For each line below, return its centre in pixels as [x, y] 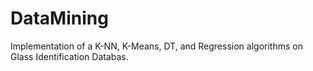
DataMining [59, 18]
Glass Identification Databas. [69, 56]
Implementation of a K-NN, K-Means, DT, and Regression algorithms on [156, 46]
